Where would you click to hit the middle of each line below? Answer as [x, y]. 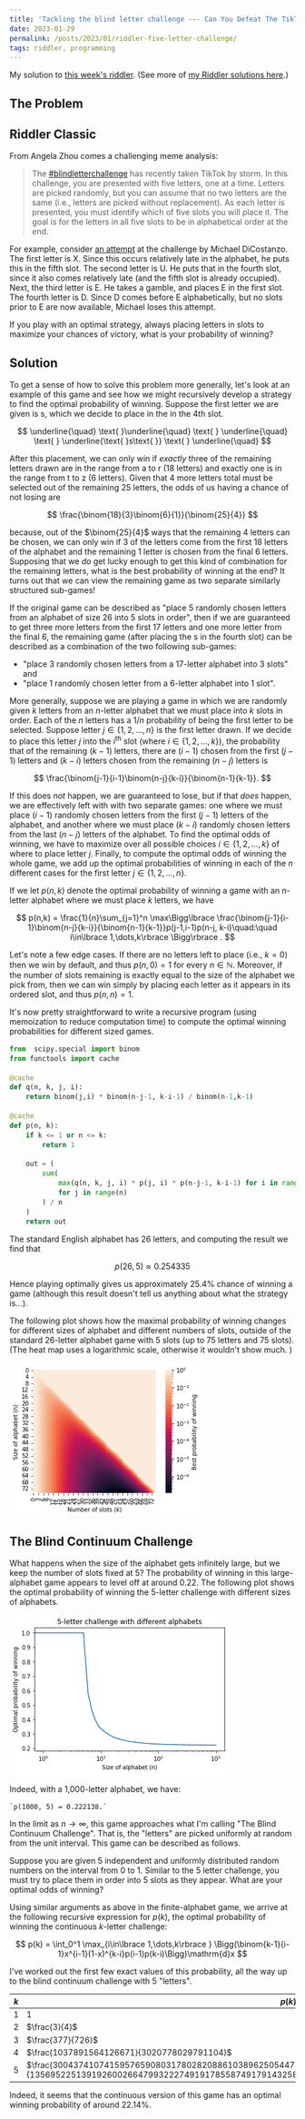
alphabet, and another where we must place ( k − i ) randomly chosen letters [150, 824]
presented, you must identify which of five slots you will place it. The [160, 213]
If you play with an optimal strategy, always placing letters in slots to [137, 325]
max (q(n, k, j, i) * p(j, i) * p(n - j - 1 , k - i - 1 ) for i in [168, 1183]
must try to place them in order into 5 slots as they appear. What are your [146, 1880]
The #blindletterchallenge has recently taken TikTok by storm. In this [160, 173]
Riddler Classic [53, 135]
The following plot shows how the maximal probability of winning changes [148, 1321]
